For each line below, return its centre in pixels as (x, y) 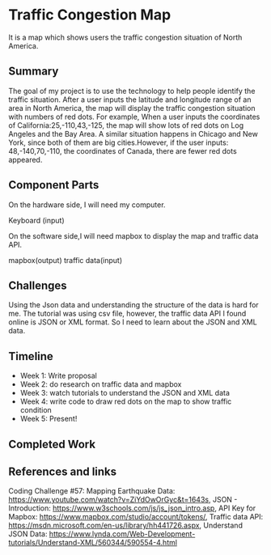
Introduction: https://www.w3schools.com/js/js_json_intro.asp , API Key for (132, 508)
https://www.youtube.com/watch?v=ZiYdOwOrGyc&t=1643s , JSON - (123, 500)
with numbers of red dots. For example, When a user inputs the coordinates (134, 117)
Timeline (31, 356)
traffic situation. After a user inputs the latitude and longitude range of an (130, 100)
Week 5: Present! (49, 419)
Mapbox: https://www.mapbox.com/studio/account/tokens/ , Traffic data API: (136, 517)
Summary (34, 72)
